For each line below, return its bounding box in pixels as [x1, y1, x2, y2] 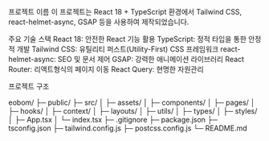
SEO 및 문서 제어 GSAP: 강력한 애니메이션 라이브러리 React [57, 55, 245, 64]
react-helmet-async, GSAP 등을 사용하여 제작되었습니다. [8, 17, 190, 27]
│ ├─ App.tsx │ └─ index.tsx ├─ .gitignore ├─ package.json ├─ [8, 115, 218, 124]
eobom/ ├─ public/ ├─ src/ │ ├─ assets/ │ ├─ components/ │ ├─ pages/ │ [8, 97, 255, 107]
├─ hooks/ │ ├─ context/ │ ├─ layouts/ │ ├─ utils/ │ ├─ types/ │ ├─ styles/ [8, 106, 258, 115]
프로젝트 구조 [8, 81, 50, 91]
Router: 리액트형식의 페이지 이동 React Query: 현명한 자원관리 [8, 64, 204, 74]
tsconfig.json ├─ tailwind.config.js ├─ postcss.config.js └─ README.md [8, 123, 247, 133]
